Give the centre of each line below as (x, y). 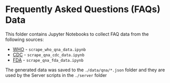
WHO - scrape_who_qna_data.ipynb (49, 49)
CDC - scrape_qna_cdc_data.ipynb (48, 55)
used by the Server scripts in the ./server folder (56, 75)
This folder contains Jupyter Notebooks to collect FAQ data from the (77, 34)
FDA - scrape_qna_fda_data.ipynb (48, 60)
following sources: (25, 39)
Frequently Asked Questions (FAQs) (83, 9)
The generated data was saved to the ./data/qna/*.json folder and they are (85, 70)
